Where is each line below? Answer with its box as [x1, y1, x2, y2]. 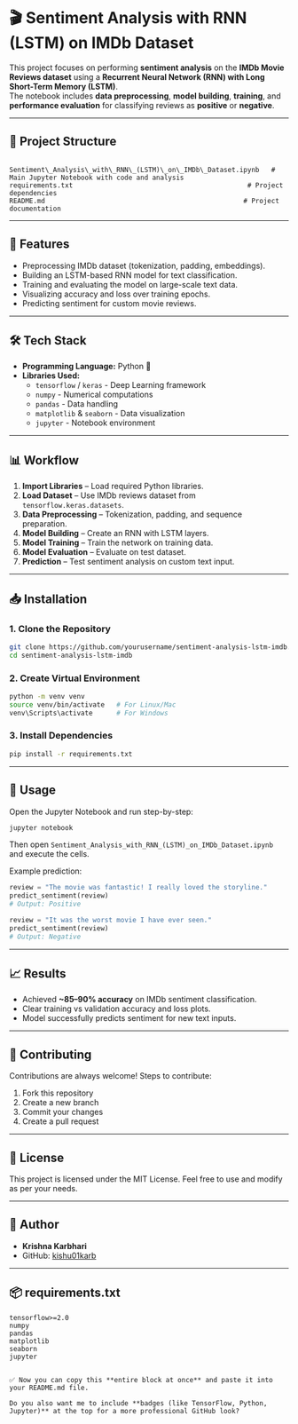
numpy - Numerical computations [35, 389, 153, 400]
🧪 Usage [9, 783, 56, 798]
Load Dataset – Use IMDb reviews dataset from [21, 490, 197, 501]
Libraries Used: [21, 370, 80, 381]
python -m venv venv [9, 692, 86, 700]
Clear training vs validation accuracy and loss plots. [21, 1003, 211, 1014]
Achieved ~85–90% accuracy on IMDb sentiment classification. [21, 994, 257, 1005]
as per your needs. [9, 1183, 78, 1194]
